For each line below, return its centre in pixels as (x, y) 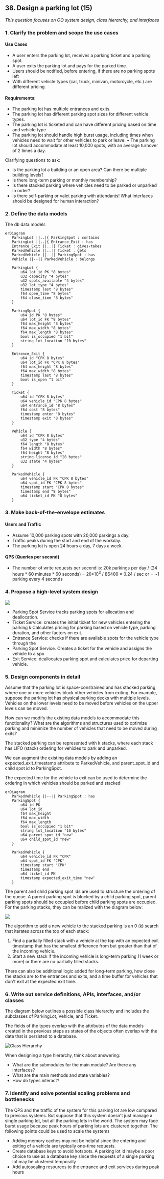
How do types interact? (36, 1081)
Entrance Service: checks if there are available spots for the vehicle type (85, 638)
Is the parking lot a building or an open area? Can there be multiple (79, 170)
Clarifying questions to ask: (33, 160)
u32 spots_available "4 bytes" (52, 281)
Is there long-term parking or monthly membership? (64, 180)
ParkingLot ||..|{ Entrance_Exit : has (52, 242)
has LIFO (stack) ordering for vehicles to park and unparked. (66, 748)
